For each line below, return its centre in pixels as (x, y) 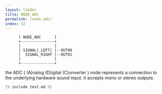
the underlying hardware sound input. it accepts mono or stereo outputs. (80, 78)
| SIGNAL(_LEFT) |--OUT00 (45, 50)
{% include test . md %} (29, 87)
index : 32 (15, 24)
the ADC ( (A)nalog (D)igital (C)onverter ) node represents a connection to (81, 73)
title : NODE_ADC (22, 14)
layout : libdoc (21, 10)
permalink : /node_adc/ (29, 19)
